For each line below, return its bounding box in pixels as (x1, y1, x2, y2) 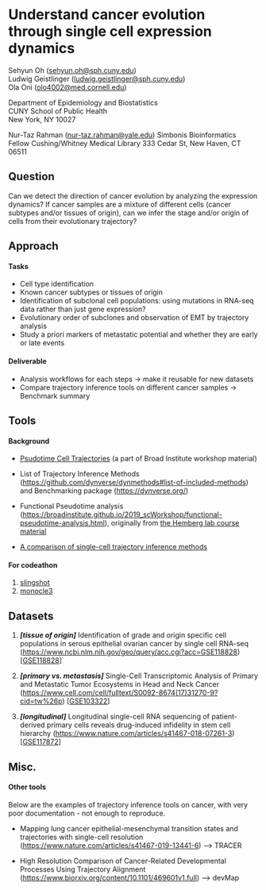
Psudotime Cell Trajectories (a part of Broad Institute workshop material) (19, 454, 257, 464)
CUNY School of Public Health (8, 106, 108, 116)
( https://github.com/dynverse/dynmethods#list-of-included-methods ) (19, 478, 249, 487)
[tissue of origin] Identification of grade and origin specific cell (19, 630, 227, 640)
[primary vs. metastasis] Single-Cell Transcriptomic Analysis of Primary (19, 671, 259, 680)
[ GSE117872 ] (19, 737, 62, 747)
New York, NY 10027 (8, 114, 76, 124)
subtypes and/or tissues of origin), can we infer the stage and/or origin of (8, 208, 249, 218)
